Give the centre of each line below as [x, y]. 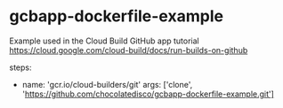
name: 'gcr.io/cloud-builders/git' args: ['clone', [107, 84]
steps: [20, 67]
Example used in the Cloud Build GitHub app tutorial [104, 41]
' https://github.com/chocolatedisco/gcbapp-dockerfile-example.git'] [148, 94]
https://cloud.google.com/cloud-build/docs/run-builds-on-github [129, 50]
